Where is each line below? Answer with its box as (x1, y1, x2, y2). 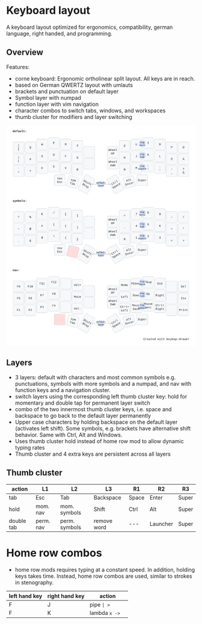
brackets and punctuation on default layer (14, 88, 119, 95)
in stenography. (14, 579, 54, 586)
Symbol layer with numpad (14, 94, 81, 101)
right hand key (47, 592, 85, 599)
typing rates (14, 444, 45, 451)
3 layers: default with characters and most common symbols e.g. (14, 373, 176, 381)
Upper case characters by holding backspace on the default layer (14, 418, 178, 426)
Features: (6, 63, 30, 70)
